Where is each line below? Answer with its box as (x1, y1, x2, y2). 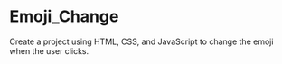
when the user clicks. (9, 45, 89, 56)
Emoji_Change (9, 6, 119, 27)
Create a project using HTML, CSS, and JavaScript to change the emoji (9, 36, 274, 47)
